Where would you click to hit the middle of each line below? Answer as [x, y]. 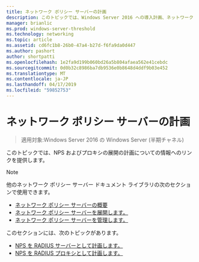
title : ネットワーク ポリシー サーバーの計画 [57, 12]
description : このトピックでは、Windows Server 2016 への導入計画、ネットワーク [100, 17]
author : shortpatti [31, 57]
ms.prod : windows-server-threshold [51, 29]
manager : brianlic [29, 23]
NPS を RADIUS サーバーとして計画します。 [69, 245]
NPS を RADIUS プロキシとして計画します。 [69, 253]
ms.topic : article [29, 40]
